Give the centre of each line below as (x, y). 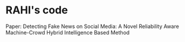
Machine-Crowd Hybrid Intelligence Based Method (68, 32)
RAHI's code (37, 10)
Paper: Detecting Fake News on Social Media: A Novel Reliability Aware (92, 26)
